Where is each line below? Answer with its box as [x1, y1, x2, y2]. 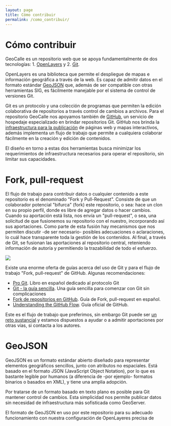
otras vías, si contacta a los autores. [5, 322, 81, 328]
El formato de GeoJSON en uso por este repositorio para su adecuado [5, 410, 153, 416]
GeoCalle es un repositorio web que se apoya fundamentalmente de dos [5, 56, 158, 62]
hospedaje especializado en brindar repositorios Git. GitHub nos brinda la [5, 119, 160, 125]
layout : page [5, 7, 33, 13]
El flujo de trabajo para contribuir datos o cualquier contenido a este [5, 191, 149, 197]
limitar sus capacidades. [5, 156, 57, 162]
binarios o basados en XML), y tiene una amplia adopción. [5, 379, 128, 385]
